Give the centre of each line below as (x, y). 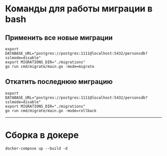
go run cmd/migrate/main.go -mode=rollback (51, 111)
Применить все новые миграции (59, 38)
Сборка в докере (42, 135)
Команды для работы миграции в (79, 9)
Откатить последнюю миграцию (59, 82)
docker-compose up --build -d (37, 148)
